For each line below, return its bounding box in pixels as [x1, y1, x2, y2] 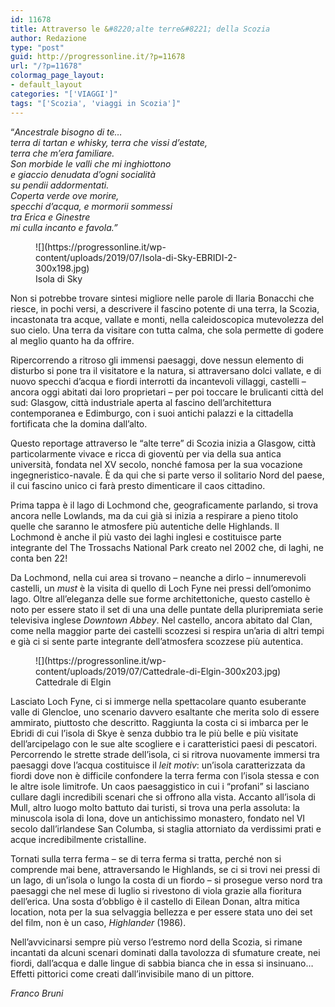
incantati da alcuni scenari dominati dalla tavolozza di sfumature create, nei [10, 946, 321, 958]
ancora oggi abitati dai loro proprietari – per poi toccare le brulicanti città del [10, 386, 324, 398]
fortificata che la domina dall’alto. [10, 417, 148, 430]
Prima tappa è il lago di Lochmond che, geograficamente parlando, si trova [10, 499, 319, 511]
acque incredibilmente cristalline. [10, 833, 147, 845]
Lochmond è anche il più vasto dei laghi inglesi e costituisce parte [10, 531, 282, 543]
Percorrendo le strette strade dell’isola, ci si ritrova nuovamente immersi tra [10, 748, 320, 760]
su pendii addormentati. [10, 179, 110, 191]
